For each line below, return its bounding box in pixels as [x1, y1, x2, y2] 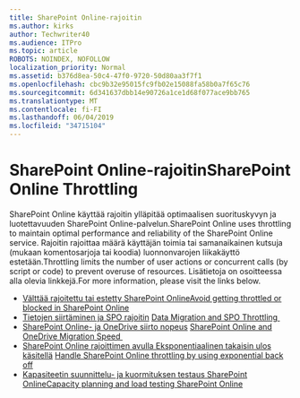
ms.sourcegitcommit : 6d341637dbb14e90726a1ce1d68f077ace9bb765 [9, 88, 251, 97]
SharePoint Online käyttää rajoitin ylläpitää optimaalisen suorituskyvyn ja [9, 208, 277, 220]
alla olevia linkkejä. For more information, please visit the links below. [9, 275, 261, 286]
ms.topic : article [9, 47, 78, 56]
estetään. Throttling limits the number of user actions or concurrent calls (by [9, 256, 288, 267]
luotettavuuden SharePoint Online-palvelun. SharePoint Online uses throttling [9, 218, 292, 229]
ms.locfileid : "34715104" [9, 122, 106, 131]
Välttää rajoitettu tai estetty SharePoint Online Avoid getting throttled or [21, 292, 282, 303]
